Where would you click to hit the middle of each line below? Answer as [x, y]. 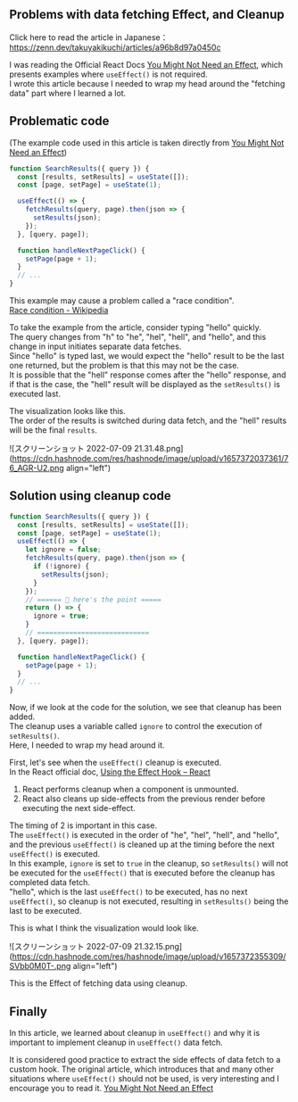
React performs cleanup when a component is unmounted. [130, 790]
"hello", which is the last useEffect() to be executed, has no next [128, 892]
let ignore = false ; [63, 550]
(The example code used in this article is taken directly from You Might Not [147, 143]
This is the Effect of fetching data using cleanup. [98, 983]
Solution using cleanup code [90, 496]
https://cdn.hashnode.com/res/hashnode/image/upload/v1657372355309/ [149, 957]
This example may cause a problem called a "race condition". [122, 301]
